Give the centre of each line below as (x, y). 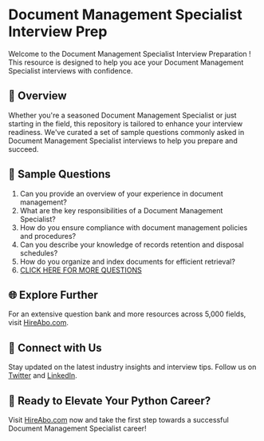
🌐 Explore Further (53, 294)
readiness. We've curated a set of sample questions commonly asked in (126, 132)
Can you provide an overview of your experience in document (121, 193)
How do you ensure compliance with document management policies (134, 227)
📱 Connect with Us (55, 348)
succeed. (24, 149)
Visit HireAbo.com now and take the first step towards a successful (118, 420)
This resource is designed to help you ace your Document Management (126, 62)
